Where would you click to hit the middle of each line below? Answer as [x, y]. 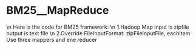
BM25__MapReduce [58, 10]
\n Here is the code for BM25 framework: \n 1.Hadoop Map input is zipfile [98, 27]
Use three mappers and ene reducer [52, 39]
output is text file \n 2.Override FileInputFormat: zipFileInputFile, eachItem [98, 33]
